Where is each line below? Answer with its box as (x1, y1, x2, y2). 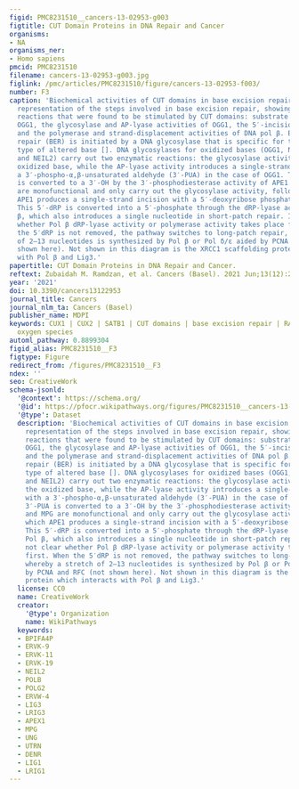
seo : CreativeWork (9, 378, 77, 386)
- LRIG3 (17, 709, 46, 718)
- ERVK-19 (17, 659, 53, 668)
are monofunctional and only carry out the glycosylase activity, (17, 187, 269, 196)
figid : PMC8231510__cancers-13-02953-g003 (9, 12, 169, 22)
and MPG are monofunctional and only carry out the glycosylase (25, 509, 269, 519)
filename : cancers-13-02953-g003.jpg (9, 71, 149, 80)
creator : (17, 601, 50, 610)
